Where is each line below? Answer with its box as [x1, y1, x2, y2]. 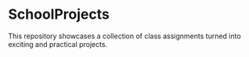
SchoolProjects [8, 5, 110, 23]
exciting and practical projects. [8, 39, 108, 48]
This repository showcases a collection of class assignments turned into [8, 31, 241, 41]
